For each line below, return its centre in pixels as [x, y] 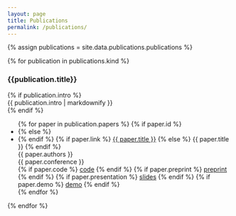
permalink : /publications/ [47, 27]
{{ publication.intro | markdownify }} [60, 102]
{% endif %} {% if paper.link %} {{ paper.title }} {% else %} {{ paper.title [123, 139]
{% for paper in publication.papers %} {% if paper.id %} [100, 124]
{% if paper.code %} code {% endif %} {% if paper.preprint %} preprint [122, 169]
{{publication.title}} [42, 80]
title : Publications [38, 21]
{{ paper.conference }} [51, 161]
